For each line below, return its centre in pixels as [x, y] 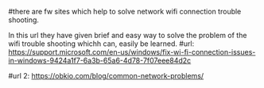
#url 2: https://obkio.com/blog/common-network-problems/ [106, 76]
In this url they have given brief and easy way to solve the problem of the [128, 35]
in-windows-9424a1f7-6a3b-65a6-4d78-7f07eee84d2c [100, 60]
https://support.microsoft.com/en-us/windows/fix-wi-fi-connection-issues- [132, 52]
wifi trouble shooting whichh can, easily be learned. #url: [101, 44]
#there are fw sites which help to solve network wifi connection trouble [125, 11]
